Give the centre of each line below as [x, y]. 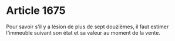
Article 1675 [36, 11]
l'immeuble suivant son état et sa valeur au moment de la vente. [83, 32]
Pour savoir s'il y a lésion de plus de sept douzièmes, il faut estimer [87, 27]
